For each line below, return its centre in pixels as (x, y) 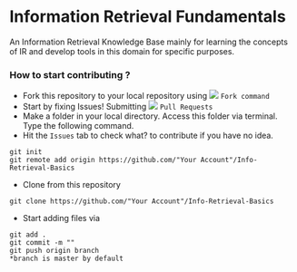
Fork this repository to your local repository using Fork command (146, 96)
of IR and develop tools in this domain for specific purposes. (122, 51)
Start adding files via (61, 219)
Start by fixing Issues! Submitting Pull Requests (118, 107)
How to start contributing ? (70, 74)
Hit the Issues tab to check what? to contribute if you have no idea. (148, 136)
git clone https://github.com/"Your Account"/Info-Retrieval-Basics (142, 201)
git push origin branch (54, 251)
